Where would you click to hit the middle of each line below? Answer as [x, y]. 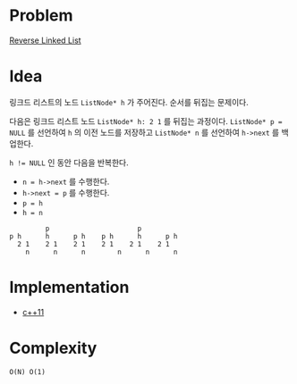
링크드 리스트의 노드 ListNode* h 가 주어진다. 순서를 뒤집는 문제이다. [129, 102]
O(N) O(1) [28, 371]
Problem [41, 16]
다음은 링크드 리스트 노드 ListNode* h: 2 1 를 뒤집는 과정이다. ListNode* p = [146, 121]
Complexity [53, 348]
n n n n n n [102, 252]
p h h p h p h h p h [93, 236]
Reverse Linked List [46, 40]
